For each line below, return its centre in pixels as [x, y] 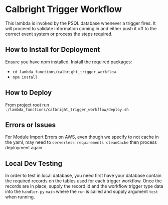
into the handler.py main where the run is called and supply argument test [82, 191]
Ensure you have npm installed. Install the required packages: [69, 62]
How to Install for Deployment [53, 49]
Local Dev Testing [34, 164]
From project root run [27, 105]
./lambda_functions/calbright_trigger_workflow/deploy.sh [67, 110]
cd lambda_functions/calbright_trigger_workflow [64, 72]
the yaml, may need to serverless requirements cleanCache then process [81, 142]
